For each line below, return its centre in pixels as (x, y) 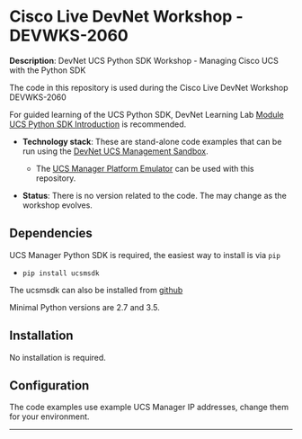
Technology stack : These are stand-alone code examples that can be (152, 141)
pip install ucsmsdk (61, 273)
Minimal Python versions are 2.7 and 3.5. (84, 307)
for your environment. (49, 417)
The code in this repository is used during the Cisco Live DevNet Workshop (149, 87)
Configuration (49, 385)
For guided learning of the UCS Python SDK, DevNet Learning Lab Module (147, 114)
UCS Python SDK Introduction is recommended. (98, 124)
